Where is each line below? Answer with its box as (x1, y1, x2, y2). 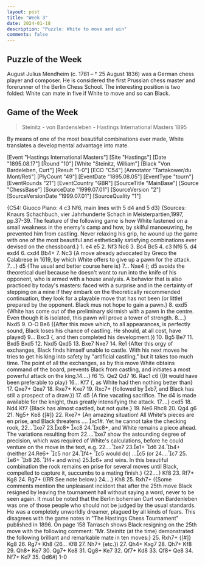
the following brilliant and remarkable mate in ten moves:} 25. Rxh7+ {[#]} (7, 534, 192, 541)
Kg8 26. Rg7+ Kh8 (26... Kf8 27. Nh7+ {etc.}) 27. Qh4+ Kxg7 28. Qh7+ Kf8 (7, 540, 192, 548)
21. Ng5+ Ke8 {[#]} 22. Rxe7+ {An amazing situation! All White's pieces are (7, 411, 195, 418)
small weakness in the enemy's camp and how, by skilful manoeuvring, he (7, 223, 193, 231)
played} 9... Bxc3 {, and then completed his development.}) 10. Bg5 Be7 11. (7, 333, 193, 341)
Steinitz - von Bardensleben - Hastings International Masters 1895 (21, 123, 187, 131)
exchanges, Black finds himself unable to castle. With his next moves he (7, 346, 188, 354)
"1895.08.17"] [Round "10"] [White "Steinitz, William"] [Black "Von (7, 159, 171, 167)
